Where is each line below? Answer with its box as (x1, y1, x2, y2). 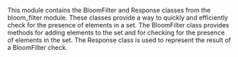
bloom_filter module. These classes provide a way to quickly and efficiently (7, 13, 228, 22)
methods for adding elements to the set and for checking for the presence (7, 28, 225, 37)
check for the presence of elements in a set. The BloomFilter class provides (7, 21, 229, 29)
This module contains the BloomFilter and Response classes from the (7, 6, 211, 14)
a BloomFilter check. (7, 44, 68, 51)
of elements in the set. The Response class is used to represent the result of (7, 36, 232, 44)
